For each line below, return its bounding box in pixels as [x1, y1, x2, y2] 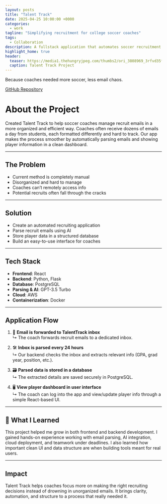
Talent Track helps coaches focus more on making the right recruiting [5, 483, 148, 489]
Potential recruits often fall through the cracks [12, 190, 106, 196]
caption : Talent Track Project [9, 63, 75, 68]
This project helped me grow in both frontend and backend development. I [5, 429, 158, 435]
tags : [5, 35, 16, 40]
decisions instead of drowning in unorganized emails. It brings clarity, [5, 488, 148, 494]
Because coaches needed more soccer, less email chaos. [5, 77, 123, 83]
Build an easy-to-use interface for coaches [12, 238, 101, 244]
